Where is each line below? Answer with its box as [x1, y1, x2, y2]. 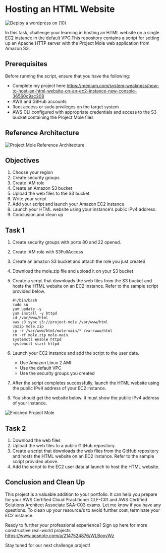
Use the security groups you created [19, 370, 95, 376]
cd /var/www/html [12, 316, 49, 320]
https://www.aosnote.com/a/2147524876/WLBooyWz [5, 533, 115, 539]
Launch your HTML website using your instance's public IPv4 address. [12, 206, 157, 212]
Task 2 [5, 424, 26, 433]
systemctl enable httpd [12, 337, 62, 342]
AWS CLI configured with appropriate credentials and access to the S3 [12, 109, 157, 115]
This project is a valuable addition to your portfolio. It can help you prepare [5, 491, 158, 497]
